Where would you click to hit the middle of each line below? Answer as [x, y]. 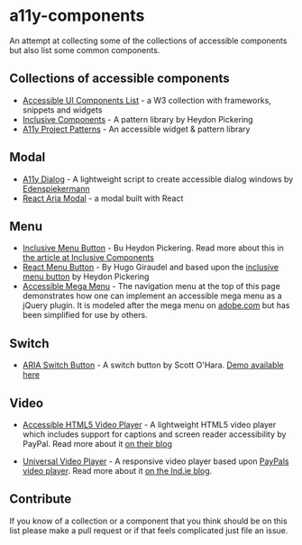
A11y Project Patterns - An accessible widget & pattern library [136, 129]
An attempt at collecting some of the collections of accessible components [148, 41]
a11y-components [77, 16]
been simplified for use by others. [85, 315]
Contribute [41, 500]
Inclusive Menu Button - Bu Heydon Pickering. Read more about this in [153, 248]
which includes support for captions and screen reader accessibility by [154, 434]
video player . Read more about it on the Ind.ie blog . [117, 471]
